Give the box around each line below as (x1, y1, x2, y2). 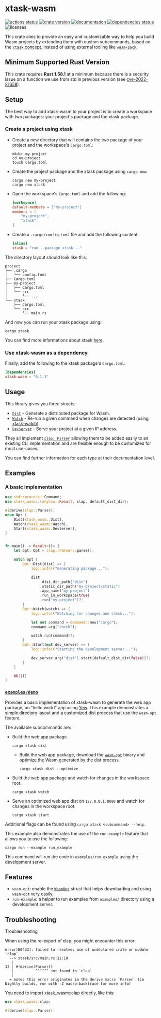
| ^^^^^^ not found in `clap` (11, 969, 92, 974)
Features (5, 873, 32, 881)
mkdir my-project (12, 151, 48, 156)
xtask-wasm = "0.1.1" (5, 375, 49, 379)
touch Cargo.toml (12, 160, 48, 165)
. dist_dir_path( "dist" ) (39, 579, 88, 584)
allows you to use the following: (5, 836, 68, 842)
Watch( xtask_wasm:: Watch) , (14, 522, 68, 527)
